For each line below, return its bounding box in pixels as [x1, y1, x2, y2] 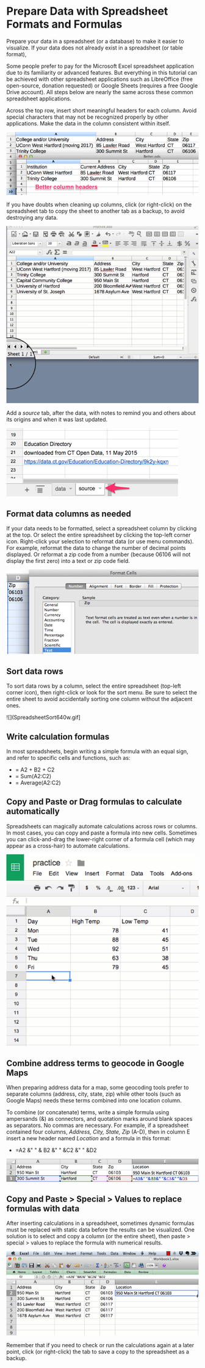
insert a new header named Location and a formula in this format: [6, 1135, 171, 1142]
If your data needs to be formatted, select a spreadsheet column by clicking [6, 525, 197, 532]
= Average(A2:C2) [15, 779, 61, 786]
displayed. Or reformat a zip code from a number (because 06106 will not [6, 551, 191, 558]
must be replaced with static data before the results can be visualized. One [6, 1226, 195, 1233]
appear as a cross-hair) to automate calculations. [6, 842, 130, 849]
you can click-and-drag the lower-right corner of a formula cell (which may [6, 835, 195, 842]
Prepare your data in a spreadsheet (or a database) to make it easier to [6, 37, 184, 45]
